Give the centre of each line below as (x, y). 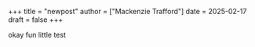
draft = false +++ (36, 20)
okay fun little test (37, 35)
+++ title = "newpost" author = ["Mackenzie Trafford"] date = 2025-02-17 (127, 11)
